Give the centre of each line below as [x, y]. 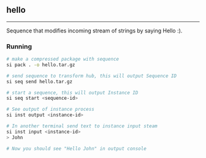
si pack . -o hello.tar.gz [41, 65]
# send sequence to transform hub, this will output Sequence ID [91, 76]
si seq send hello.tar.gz [39, 81]
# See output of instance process [51, 110]
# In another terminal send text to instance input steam [82, 126]
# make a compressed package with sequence [63, 59]
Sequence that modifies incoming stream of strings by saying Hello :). [94, 31]
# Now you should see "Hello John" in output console [77, 149]
